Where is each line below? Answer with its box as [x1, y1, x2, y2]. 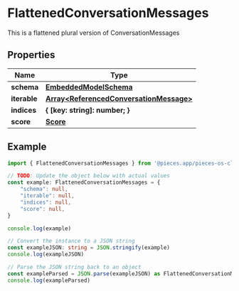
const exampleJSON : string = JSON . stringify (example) [7, 244, 171, 251]
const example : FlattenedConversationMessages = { [7, 179, 161, 186]
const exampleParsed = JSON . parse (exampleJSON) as [7, 270, 161, 278]
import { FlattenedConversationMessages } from [7, 160, 152, 167]
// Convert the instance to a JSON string [7, 238, 135, 245]
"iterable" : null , [20, 192, 75, 199]
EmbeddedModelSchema [45, 82, 133, 92]
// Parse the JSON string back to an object [7, 264, 142, 271]
